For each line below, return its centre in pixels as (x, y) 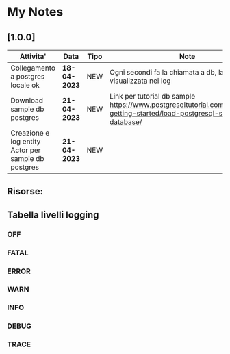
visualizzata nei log (140, 81)
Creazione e (30, 133)
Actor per (26, 150)
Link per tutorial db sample (152, 96)
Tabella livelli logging (53, 215)
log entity (26, 141)
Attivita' (33, 56)
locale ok (25, 85)
